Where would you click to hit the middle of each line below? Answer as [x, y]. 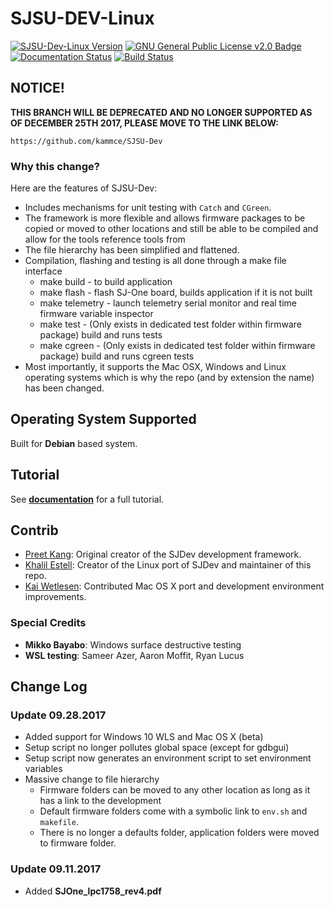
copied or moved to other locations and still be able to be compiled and [171, 229]
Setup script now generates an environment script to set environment [168, 758]
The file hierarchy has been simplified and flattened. [132, 250]
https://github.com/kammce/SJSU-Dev [86, 141]
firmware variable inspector [96, 314]
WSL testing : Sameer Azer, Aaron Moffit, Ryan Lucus [134, 655]
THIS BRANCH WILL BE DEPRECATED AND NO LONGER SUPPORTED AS [161, 112]
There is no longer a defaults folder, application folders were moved [179, 833]
